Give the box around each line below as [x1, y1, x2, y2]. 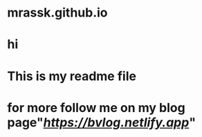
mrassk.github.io [7, 5, 109, 21]
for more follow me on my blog [7, 100, 185, 116]
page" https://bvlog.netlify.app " [7, 114, 196, 130]
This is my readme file [7, 68, 137, 84]
